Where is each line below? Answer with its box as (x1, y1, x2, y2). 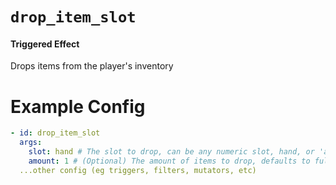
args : (19, 138, 43, 148)
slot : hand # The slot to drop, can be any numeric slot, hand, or (28, 147, 315, 157)
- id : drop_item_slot (10, 128, 101, 138)
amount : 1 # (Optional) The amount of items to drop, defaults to (28, 156, 311, 166)
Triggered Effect (10, 38, 80, 50)
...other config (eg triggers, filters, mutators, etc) (19, 165, 257, 175)
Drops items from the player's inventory (10, 60, 174, 72)
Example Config (10, 95, 146, 118)
